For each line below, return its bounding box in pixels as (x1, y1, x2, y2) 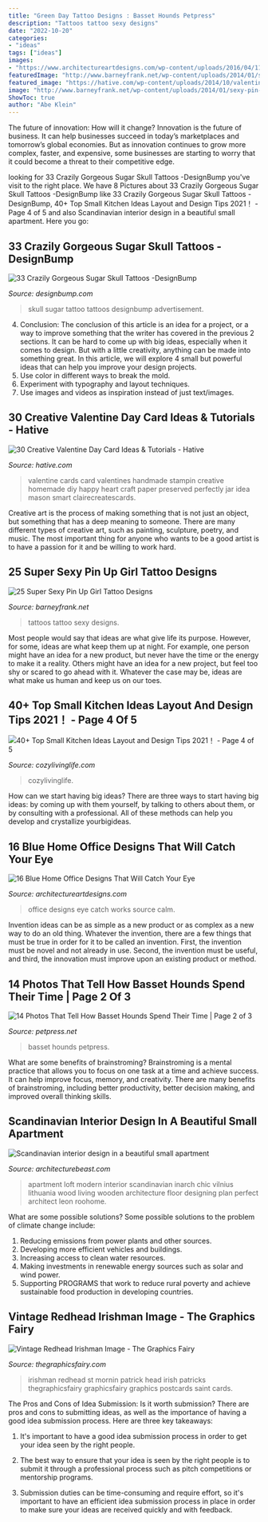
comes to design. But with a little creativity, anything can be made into (19, 345, 251, 354)
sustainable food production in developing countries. (19, 1287, 194, 1296)
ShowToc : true (8, 94, 56, 102)
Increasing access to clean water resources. (19, 1252, 166, 1262)
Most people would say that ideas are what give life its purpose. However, (8, 633, 251, 642)
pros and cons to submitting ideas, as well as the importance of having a (8, 1407, 247, 1416)
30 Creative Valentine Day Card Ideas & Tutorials (8, 411, 255, 425)
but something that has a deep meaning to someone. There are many (8, 517, 235, 526)
